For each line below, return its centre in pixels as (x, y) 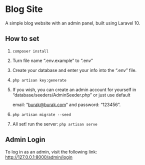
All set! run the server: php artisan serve (55, 124)
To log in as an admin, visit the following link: (51, 151)
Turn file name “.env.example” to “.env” (53, 60)
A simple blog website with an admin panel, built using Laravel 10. (73, 23)
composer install (30, 51)
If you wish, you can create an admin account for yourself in (74, 89)
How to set (22, 39)
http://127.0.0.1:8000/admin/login (39, 157)
